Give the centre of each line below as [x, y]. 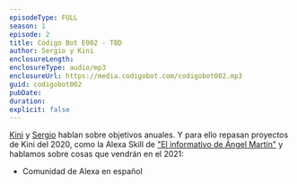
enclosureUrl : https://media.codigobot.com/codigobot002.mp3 [126, 76]
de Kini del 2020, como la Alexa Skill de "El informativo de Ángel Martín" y [146, 145]
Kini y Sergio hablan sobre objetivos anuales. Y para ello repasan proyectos [149, 135]
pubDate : [26, 92]
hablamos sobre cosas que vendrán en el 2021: [96, 154]
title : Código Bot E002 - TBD [66, 43]
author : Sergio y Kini [52, 51]
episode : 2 [30, 34]
